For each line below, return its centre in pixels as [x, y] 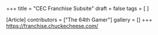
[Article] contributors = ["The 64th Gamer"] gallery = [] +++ [79, 20]
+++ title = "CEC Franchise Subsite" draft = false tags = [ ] [78, 8]
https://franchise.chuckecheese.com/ [52, 26]
